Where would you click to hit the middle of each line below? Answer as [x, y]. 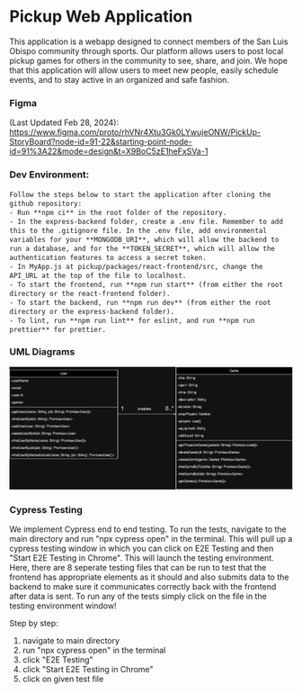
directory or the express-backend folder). [92, 311]
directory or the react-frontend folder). [90, 293]
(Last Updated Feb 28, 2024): [64, 122]
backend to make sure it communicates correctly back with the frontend [143, 587]
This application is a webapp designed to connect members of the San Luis [149, 41]
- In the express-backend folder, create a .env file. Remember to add [146, 221]
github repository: [46, 203]
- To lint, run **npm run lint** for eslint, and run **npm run [132, 320]
